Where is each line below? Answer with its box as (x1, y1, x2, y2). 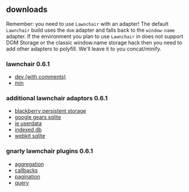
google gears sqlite (14, 114, 61, 121)
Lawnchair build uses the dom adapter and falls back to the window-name (6, 26, 175, 33)
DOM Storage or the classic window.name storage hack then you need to (6, 39, 183, 46)
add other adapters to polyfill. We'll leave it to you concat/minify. (6, 45, 162, 52)
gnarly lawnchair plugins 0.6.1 (6, 147, 94, 155)
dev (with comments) (14, 73, 66, 80)
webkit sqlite (14, 132, 46, 140)
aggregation (14, 160, 44, 167)
